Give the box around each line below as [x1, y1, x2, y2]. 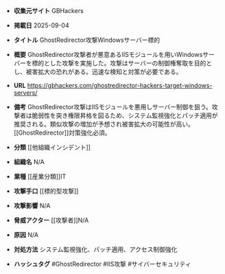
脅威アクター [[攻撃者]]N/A [13, 216, 89, 224]
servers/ [13, 89, 38, 97]
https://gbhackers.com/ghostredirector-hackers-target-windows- [27, 82, 213, 89]
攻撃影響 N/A [13, 202, 51, 209]
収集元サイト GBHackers [13, 7, 84, 14]
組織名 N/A [13, 158, 45, 165]
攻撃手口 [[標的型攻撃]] [13, 187, 79, 195]
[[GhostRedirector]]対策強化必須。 [13, 128, 111, 137]
